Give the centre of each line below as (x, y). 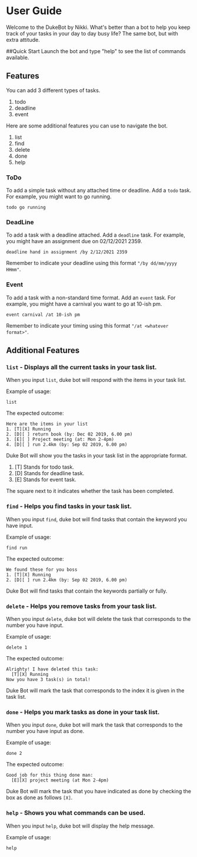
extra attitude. (23, 40)
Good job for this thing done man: (50, 775)
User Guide (34, 11)
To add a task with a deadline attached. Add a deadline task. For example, (96, 235)
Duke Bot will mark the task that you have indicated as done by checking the (98, 791)
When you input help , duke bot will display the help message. (80, 826)
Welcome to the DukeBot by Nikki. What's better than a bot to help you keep (98, 27)
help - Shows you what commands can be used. (76, 813)
